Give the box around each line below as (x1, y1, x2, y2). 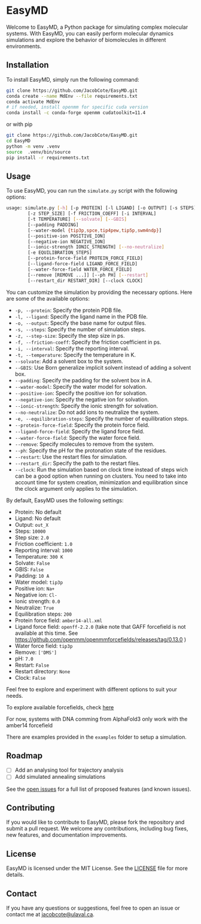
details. (6, 871, 25, 878)
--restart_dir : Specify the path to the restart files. (14, 460, 141, 467)
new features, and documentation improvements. (6, 832, 127, 839)
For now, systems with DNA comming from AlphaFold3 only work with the (6, 715, 188, 722)
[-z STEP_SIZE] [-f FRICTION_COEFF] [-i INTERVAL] (28, 211, 157, 217)
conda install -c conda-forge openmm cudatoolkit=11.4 (6, 110, 146, 116)
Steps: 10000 (14, 527, 46, 535)
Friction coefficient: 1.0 (14, 540, 73, 547)
